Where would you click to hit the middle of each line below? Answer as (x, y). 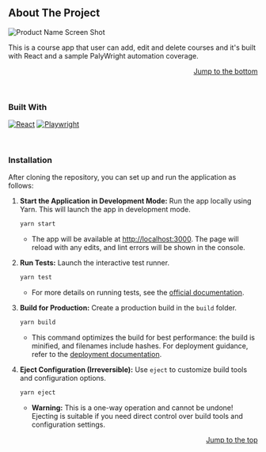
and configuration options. (63, 378)
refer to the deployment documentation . (97, 355)
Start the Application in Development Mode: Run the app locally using (135, 201)
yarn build (38, 323)
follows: (21, 186)
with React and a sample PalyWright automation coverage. (104, 55)
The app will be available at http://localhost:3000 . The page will (135, 239)
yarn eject (38, 393)
